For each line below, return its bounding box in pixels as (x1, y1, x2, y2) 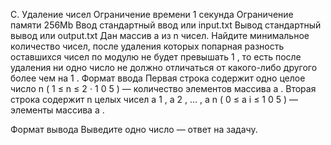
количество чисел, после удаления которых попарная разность (10, 40, 285, 52)
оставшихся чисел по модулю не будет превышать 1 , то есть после (10, 51, 302, 63)
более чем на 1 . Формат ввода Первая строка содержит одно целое (10, 72, 306, 84)
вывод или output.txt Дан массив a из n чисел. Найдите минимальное (10, 30, 310, 41)
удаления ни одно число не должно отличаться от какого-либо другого (10, 62, 318, 73)
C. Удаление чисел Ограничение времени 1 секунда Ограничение (10, 9, 294, 20)
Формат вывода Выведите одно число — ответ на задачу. (10, 124, 258, 135)
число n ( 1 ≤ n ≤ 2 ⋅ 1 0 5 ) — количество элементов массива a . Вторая (10, 83, 317, 94)
